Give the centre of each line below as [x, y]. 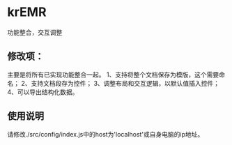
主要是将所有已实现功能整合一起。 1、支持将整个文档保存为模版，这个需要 [113, 75]
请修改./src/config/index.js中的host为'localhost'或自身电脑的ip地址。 [106, 134]
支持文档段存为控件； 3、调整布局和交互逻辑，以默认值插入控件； [125, 83]
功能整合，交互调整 [35, 32]
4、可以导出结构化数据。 [43, 92]
